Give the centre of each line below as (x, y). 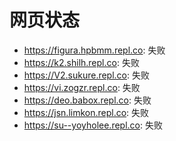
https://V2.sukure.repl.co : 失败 (86, 75)
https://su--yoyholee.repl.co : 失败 (93, 125)
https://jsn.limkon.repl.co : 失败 (86, 112)
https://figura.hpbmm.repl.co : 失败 (94, 50)
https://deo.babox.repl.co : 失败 (87, 100)
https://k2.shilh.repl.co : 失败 (81, 62)
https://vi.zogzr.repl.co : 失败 (82, 87)
